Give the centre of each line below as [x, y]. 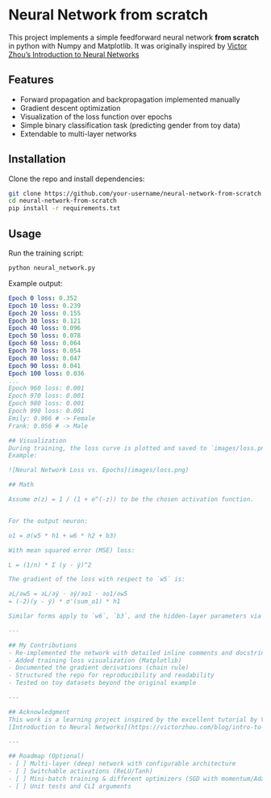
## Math [21, 485]
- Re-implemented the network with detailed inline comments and [120, 652]
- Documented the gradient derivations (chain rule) [99, 668]
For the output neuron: [48, 521]
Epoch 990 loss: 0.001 [46, 411]
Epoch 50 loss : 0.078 [45, 336]
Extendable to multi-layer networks [78, 133]
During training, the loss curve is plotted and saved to [108, 448]
